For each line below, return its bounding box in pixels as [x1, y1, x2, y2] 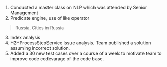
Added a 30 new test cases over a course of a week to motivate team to [10, 50, 162, 56]
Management [10, 10, 38, 16]
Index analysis [10, 35, 41, 40]
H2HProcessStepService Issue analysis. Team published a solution [10, 40, 151, 46]
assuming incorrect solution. [10, 45, 70, 51]
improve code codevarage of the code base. [10, 56, 104, 62]
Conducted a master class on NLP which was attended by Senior [10, 5, 147, 10]
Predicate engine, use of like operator [10, 15, 90, 21]
